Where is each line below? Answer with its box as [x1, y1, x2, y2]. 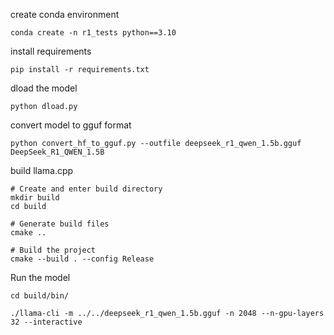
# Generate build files [10, 219, 110, 229]
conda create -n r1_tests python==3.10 [10, 28, 177, 38]
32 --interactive [10, 317, 83, 327]
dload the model [10, 82, 78, 94]
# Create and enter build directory [10, 184, 163, 194]
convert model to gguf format [10, 119, 132, 131]
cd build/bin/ [10, 291, 70, 301]
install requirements [10, 45, 92, 57]
